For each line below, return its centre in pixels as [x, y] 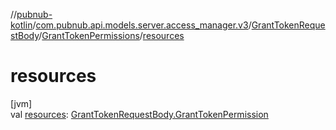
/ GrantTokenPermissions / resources [111, 35]
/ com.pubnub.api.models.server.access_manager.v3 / [142, 25]
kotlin [21, 25]
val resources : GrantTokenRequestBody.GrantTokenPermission [139, 114]
